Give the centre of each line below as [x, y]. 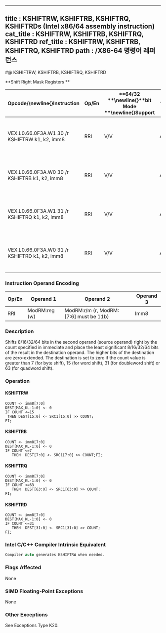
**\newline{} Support [129, 113]
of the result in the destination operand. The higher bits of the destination [80, 353]
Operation [18, 381]
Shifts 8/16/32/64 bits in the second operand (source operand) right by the [81, 342]
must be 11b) [93, 316]
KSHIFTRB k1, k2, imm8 [35, 178]
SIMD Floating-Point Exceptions [44, 591]
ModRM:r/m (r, [82, 311]
